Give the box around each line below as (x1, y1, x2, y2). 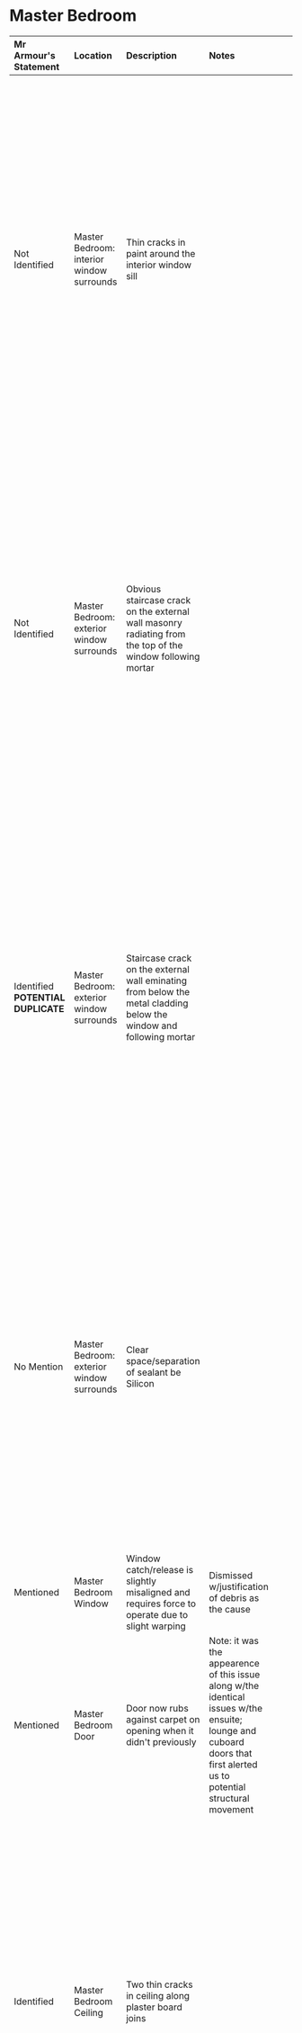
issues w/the (209, 1702, 263, 1714)
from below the (125, 985, 191, 998)
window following (125, 650, 200, 663)
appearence (209, 1657, 261, 1669)
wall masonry (125, 616, 182, 628)
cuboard (209, 1735, 244, 1748)
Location (73, 49, 112, 61)
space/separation (125, 1354, 200, 1367)
